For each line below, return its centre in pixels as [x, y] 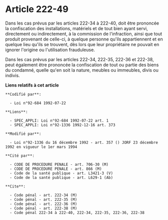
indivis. [13, 75]
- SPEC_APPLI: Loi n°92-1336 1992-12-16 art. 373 [62, 125]
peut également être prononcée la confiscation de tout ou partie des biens [82, 65]
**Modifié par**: [23, 134]
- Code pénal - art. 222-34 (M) [44, 195]
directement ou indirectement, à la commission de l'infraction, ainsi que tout [84, 34]
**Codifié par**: [23, 94]
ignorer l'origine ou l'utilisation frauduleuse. [50, 50]
